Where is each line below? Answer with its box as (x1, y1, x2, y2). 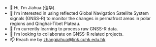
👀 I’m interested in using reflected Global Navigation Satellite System (9, 10, 149, 16)
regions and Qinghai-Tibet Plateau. (9, 21, 81, 26)
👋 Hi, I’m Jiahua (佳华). (9, 5, 56, 10)
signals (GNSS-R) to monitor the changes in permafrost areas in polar (9, 16, 151, 21)
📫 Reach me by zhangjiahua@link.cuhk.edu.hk (9, 37, 106, 42)
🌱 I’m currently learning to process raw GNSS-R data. (9, 26, 118, 31)
